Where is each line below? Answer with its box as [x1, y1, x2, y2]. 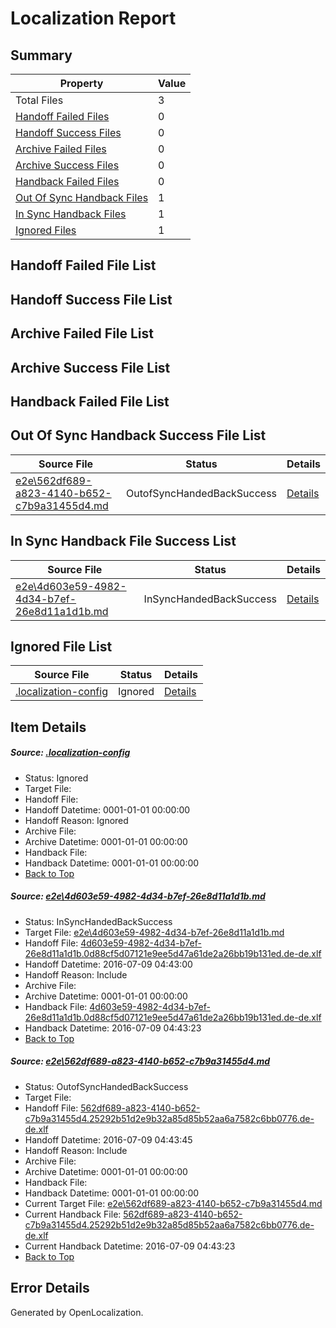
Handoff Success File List [10, 291, 173, 308]
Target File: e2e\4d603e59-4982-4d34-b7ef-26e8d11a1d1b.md [24, 926, 285, 938]
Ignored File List [10, 638, 113, 655]
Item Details [10, 718, 87, 736]
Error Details [10, 1280, 90, 1297]
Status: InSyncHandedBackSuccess [24, 915, 173, 927]
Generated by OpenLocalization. [10, 1306, 144, 1318]
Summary [10, 47, 73, 64]
